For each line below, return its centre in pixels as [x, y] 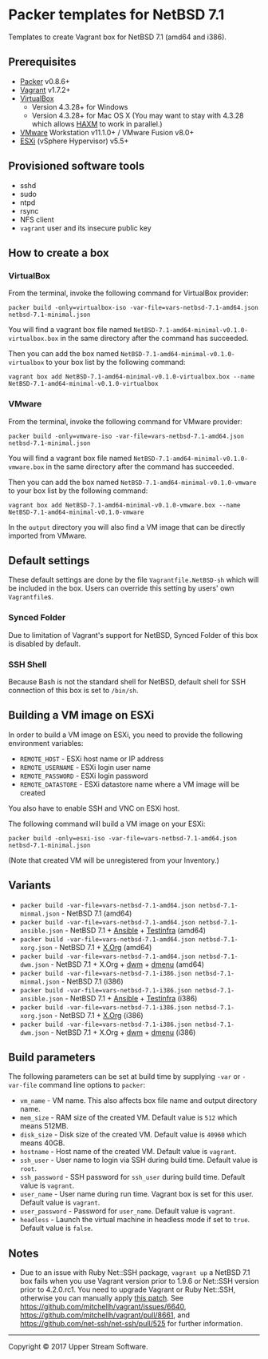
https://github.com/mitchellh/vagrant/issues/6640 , [103, 1307]
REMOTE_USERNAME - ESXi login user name [85, 767]
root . [28, 1169]
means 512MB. [44, 1126]
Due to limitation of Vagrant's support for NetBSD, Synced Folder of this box [133, 635]
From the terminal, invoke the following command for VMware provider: [126, 421]
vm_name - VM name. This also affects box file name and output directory [138, 1100]
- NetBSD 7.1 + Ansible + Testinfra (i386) [131, 998]
